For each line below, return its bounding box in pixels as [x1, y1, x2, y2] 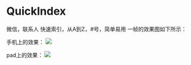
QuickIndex [6, 4, 66, 18]
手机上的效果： [6, 38, 44, 45]
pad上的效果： [6, 51, 44, 59]
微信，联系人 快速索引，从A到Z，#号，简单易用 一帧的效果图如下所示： [6, 25, 187, 32]
